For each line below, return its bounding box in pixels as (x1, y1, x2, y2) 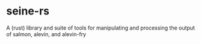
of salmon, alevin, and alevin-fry (6, 30, 86, 37)
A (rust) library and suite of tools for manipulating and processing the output (6, 24, 196, 31)
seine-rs (6, 4, 50, 18)
